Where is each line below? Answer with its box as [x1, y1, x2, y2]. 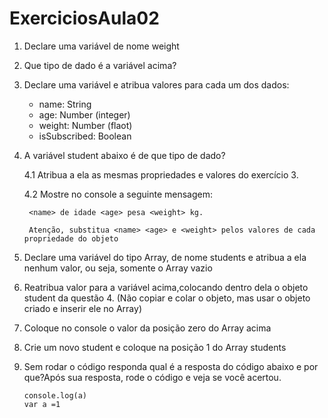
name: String [38, 98, 92, 110]
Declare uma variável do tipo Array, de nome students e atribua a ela [23, 251, 307, 263]
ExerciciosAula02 [9, 7, 160, 30]
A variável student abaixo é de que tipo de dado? [23, 149, 226, 161]
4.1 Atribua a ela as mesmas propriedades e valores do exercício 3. [23, 168, 299, 181]
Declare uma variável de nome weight [23, 40, 180, 52]
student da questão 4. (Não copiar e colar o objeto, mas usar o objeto [23, 292, 311, 304]
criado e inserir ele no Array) [23, 302, 142, 314]
